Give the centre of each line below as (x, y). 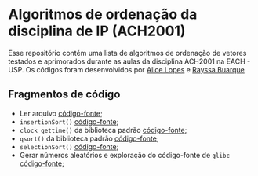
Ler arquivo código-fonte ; (61, 113)
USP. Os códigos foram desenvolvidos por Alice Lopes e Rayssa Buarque (127, 69)
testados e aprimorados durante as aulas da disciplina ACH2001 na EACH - (129, 61)
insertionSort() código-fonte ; (69, 121)
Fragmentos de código (64, 95)
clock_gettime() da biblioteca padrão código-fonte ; (103, 130)
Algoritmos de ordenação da (103, 15)
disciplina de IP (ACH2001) (97, 31)
